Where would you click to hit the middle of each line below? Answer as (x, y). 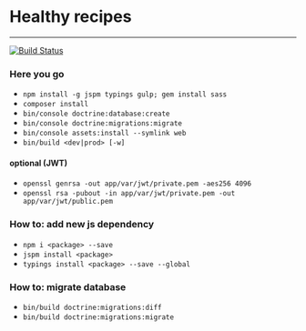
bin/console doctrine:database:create (96, 114)
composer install (56, 105)
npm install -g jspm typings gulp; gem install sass (125, 95)
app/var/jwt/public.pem (68, 202)
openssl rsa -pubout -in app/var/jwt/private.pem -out (129, 194)
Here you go (37, 74)
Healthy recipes (71, 17)
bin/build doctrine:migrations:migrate (98, 317)
